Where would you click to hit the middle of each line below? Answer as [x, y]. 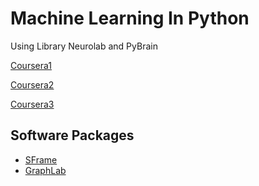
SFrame [41, 159]
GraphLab [45, 170]
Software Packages [72, 135]
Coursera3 [32, 104]
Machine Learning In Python [130, 18]
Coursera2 [32, 84]
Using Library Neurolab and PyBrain [84, 46]
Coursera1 [31, 65]
